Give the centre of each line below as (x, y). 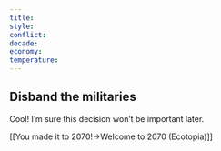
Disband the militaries (73, 97)
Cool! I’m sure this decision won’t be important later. (107, 118)
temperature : (34, 60)
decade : (24, 43)
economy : (26, 52)
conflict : (28, 35)
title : (22, 18)
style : (22, 26)
